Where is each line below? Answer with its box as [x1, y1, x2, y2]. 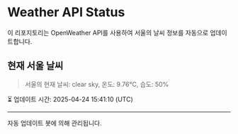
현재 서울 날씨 [7, 60, 64, 72]
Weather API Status [7, 4, 125, 20]
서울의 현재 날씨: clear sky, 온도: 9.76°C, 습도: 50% [24, 80, 169, 88]
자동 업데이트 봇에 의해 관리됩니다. [7, 118, 102, 127]
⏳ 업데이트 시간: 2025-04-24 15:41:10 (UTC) [7, 95, 133, 103]
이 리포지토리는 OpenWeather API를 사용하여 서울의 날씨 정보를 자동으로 [7, 28, 209, 37]
